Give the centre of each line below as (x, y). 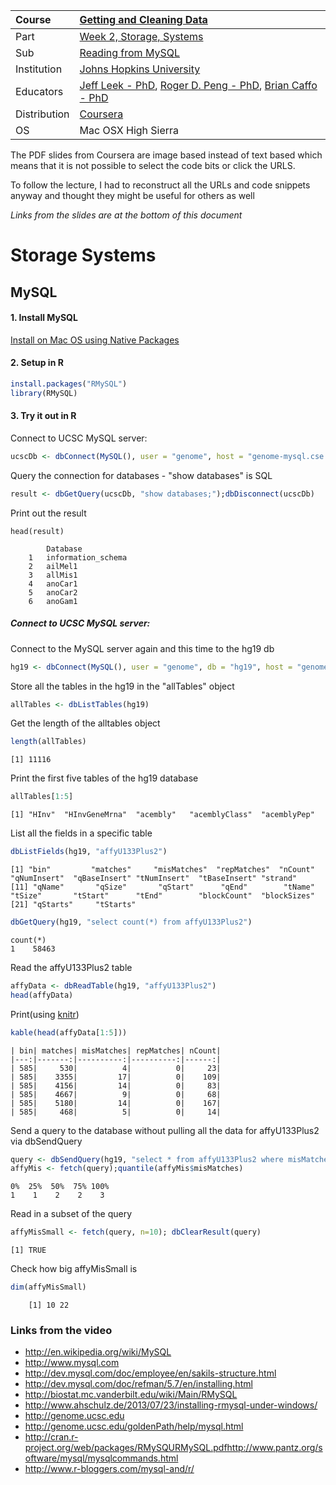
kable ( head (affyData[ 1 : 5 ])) (69, 1032)
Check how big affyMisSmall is (74, 1269)
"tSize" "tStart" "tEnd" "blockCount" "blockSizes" (162, 896)
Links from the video (61, 1330)
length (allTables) (48, 742)
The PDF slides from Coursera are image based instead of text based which (166, 155)
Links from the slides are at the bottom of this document (126, 215)
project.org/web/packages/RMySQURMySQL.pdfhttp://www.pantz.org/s (173, 1448)
